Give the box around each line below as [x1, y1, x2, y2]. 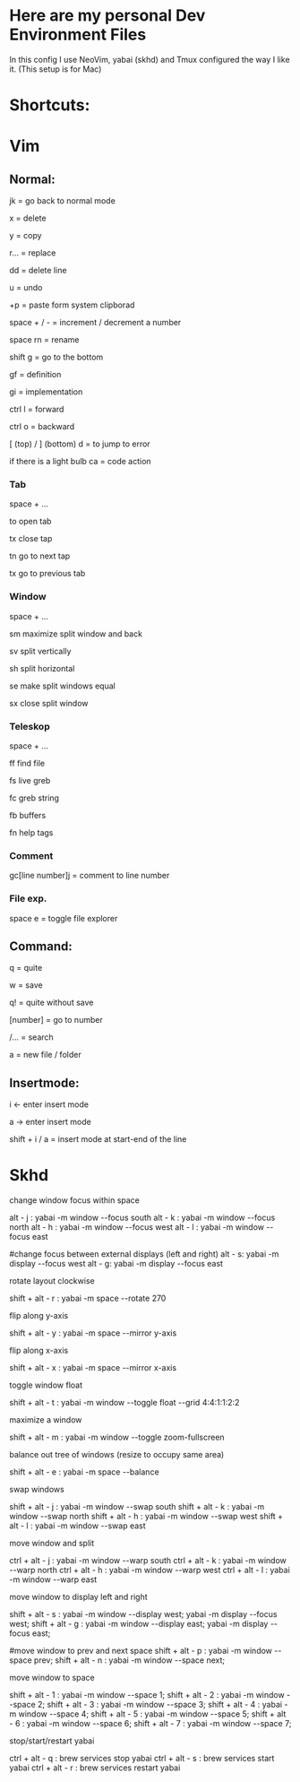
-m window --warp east [9, 1574, 98, 1585]
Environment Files [9, 24, 147, 45]
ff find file [9, 758, 46, 769]
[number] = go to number [9, 1015, 103, 1025]
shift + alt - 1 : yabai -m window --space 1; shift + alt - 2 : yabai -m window [9, 1690, 285, 1700]
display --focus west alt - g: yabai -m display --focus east [9, 1259, 224, 1269]
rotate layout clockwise [9, 1276, 96, 1286]
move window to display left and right [9, 1592, 148, 1603]
